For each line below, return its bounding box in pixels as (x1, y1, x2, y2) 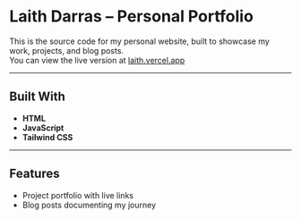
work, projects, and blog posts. (9, 45, 124, 55)
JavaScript (21, 122, 64, 133)
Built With (9, 89, 65, 105)
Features (9, 166, 60, 181)
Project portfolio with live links (21, 190, 134, 200)
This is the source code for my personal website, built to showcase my (9, 36, 271, 46)
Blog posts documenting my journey (21, 199, 157, 210)
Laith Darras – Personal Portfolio (9, 6, 254, 27)
